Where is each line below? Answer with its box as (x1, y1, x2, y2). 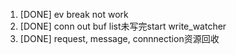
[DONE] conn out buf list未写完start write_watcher (19, 20, 227, 32)
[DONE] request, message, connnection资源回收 (19, 33, 220, 44)
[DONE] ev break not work (19, 9, 129, 20)
